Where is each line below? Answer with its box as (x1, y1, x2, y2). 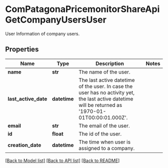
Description (95, 60, 124, 67)
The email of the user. (78, 122, 130, 129)
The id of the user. (78, 130, 122, 137)
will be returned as (78, 101, 122, 108)
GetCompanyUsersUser (5, 14, 106, 25)
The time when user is (78, 138, 131, 145)
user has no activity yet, (78, 89, 135, 96)
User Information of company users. (5, 30, 80, 36)
